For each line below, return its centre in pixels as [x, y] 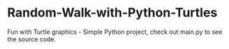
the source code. [32, 39]
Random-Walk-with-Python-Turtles [112, 13]
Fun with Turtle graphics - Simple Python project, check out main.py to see [115, 32]
